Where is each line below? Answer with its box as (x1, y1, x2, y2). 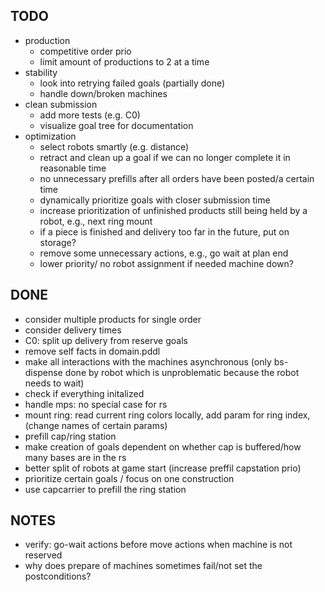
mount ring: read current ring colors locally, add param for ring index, (24, 409, 311, 421)
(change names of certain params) (24, 419, 168, 431)
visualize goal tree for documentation (39, 119, 194, 131)
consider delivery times (24, 324, 122, 336)
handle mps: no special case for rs (24, 398, 168, 410)
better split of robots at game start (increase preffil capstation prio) (24, 462, 302, 474)
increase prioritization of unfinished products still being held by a (39, 204, 308, 216)
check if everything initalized (24, 387, 145, 399)
